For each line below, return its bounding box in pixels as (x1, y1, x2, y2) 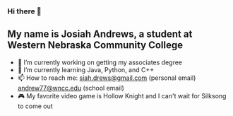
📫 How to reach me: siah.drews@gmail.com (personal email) (17, 74, 196, 82)
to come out (17, 102, 53, 110)
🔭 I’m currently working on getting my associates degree (17, 58, 182, 66)
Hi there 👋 (7, 6, 42, 16)
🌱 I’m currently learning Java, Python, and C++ (17, 65, 155, 74)
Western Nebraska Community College (7, 39, 184, 52)
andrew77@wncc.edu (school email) (17, 83, 125, 92)
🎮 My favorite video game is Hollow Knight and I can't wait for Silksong (17, 91, 227, 100)
